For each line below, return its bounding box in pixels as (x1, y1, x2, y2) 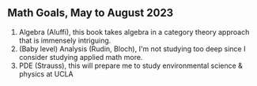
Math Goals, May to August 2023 (7, 6, 174, 20)
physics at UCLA (18, 69, 74, 78)
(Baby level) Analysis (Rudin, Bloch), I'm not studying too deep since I (18, 43, 246, 54)
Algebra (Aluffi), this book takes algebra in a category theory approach (18, 27, 250, 36)
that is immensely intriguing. (18, 36, 111, 45)
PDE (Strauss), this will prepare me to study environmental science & (18, 61, 243, 70)
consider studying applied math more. (18, 52, 143, 62)
